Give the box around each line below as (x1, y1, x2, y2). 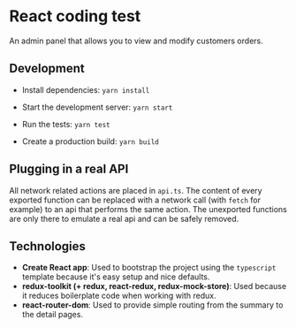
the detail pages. (21, 309, 84, 320)
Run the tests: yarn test (21, 118, 110, 129)
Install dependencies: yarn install (21, 84, 150, 95)
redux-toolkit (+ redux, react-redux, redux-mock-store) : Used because (21, 281, 287, 292)
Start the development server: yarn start (21, 102, 173, 112)
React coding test (9, 6, 141, 27)
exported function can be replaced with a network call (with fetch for (9, 195, 261, 205)
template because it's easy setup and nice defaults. (21, 271, 210, 282)
